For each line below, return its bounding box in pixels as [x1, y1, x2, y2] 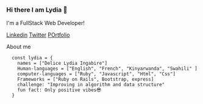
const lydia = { [12, 55, 53, 61]
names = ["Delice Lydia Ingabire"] [17, 61, 108, 67]
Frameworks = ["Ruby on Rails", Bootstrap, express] [17, 76, 154, 83]
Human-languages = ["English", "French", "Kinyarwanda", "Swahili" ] [17, 65, 198, 72]
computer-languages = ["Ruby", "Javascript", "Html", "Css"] [17, 71, 176, 77]
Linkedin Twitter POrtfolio [6, 31, 70, 39]
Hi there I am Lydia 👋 [6, 6, 68, 14]
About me [6, 43, 31, 51]
